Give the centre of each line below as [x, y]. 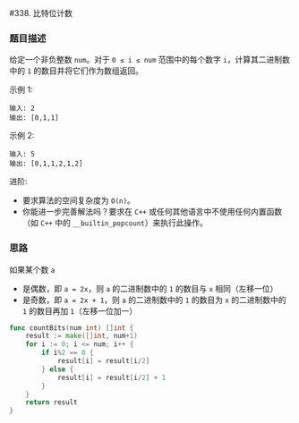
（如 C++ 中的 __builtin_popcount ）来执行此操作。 [115, 223]
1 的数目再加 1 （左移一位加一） [80, 310]
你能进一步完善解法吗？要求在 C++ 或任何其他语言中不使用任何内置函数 [152, 212]
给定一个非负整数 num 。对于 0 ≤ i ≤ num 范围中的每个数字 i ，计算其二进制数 [150, 60]
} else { [58, 369]
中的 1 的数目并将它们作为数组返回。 [77, 71]
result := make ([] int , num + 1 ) [82, 336]
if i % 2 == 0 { [68, 353]
